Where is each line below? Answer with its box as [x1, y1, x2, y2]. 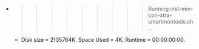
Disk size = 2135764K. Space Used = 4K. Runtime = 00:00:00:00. [21, 36, 185, 43]
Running [147, 5, 169, 12]
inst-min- [169, 5, 194, 12]
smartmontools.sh [147, 18, 194, 25]
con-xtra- [147, 11, 172, 19]
